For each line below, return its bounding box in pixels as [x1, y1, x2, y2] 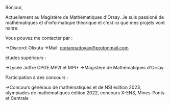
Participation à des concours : [5, 74, 68, 81]
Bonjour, [5, 5, 23, 10]
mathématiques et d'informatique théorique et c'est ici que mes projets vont [5, 20, 165, 25]
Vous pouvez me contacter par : [5, 35, 73, 41]
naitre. [5, 25, 19, 31]
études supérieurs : [5, 55, 46, 61]
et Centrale [5, 95, 29, 101]
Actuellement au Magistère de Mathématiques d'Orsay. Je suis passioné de [5, 14, 164, 20]
